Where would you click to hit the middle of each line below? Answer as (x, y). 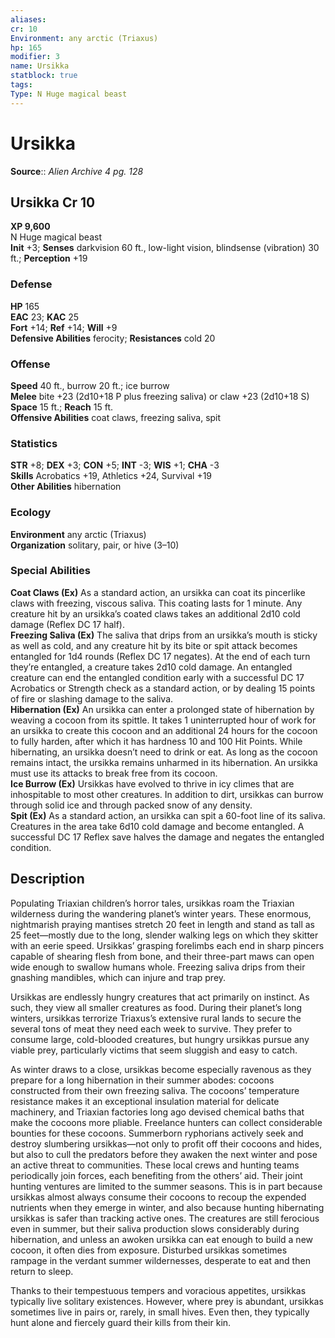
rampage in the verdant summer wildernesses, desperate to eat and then (160, 1260)
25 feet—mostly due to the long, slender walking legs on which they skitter (164, 935)
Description (47, 879)
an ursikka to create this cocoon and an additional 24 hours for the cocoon (164, 730)
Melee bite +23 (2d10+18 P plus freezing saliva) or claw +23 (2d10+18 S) (160, 396)
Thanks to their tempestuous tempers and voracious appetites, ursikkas (158, 1290)
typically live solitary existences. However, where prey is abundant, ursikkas (167, 1301)
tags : (21, 85)
